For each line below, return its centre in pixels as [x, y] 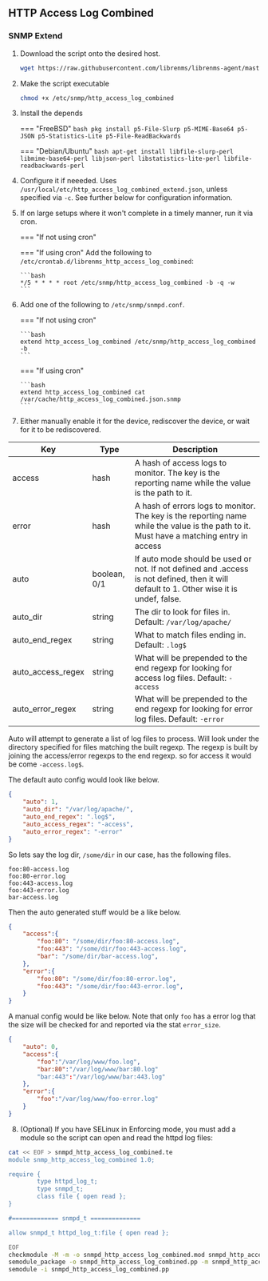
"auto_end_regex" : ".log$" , [69, 817]
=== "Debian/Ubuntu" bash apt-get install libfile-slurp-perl [126, 151]
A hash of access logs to [181, 463]
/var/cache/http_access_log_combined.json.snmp [100, 399]
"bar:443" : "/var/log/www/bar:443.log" [101, 1077]
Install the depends [51, 113]
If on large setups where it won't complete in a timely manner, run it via [136, 213]
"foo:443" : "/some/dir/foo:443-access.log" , [112, 949]
